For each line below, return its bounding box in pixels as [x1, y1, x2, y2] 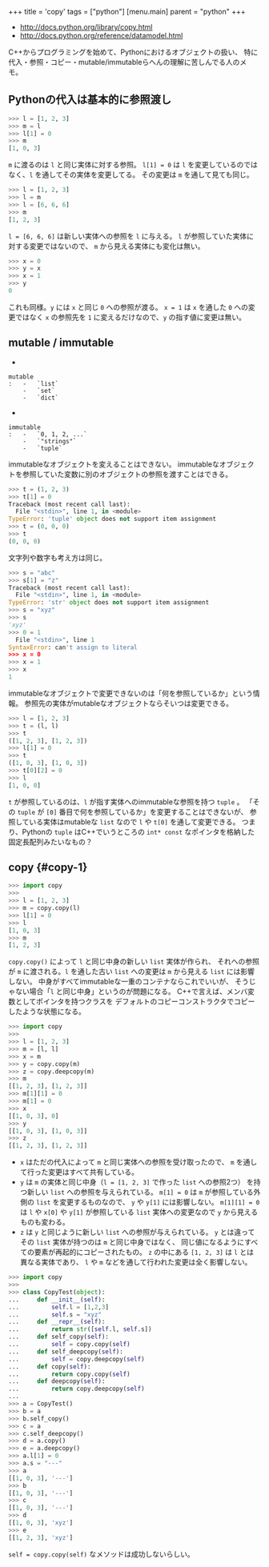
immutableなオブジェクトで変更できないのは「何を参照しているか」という [8, 688, 254, 698]
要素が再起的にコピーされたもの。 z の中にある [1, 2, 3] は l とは [34, 1248, 255, 1257]
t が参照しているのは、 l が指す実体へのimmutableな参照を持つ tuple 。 [8, 796, 244, 807]
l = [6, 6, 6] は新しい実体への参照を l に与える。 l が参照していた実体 [8, 231, 247, 241]
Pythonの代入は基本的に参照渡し [8, 93, 172, 106]
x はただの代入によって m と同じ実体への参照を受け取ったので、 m [19, 1157, 235, 1167]
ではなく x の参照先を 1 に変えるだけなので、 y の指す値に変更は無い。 [14, 312, 247, 322]
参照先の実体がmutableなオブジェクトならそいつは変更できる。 [23, 698, 234, 707]
